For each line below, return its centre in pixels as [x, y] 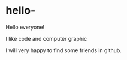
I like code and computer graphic [46, 38]
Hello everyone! [25, 27]
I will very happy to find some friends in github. [64, 50]
